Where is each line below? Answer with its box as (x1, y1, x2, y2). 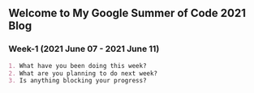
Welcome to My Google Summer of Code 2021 (8, 6, 246, 20)
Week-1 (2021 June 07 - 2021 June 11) (8, 44, 160, 55)
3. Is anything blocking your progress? (8, 77, 148, 85)
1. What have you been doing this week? (8, 61, 148, 70)
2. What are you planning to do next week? (8, 69, 158, 78)
